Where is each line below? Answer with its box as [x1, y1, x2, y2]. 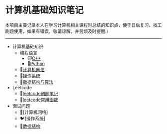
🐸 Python [27, 60, 45, 66]
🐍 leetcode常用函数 [19, 97, 59, 103]
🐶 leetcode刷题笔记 [19, 90, 59, 96]
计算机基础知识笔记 [5, 4, 84, 16]
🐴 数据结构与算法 [19, 79, 54, 85]
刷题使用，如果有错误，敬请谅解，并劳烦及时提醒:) [5, 28, 108, 34]
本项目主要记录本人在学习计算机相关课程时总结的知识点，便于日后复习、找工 [5, 22, 162, 28]
